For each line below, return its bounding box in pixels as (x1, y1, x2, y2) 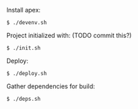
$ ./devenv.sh (6, 19, 48, 26)
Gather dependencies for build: (6, 82, 95, 90)
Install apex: (6, 6, 41, 14)
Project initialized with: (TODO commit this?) (6, 31, 132, 39)
